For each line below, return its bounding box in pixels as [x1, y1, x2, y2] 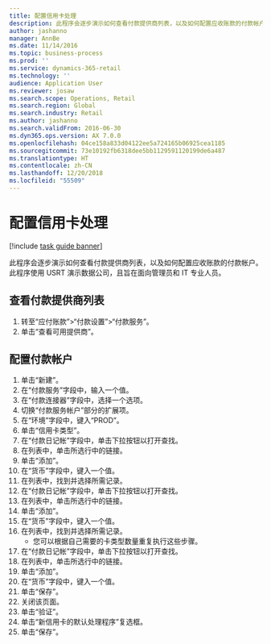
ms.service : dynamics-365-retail [9, 64, 121, 73]
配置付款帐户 [9, 352, 73, 367]
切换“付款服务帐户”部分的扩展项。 [20, 405, 133, 415]
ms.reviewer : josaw [9, 86, 75, 95]
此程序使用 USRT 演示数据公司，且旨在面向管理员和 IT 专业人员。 [9, 268, 226, 277]
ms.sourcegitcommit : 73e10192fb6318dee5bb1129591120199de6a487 [9, 147, 226, 155]
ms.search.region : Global [9, 102, 96, 110]
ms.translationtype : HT [9, 154, 89, 162]
